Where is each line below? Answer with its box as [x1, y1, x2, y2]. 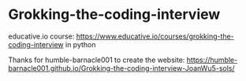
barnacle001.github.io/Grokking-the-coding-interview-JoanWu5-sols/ [8, 63, 235, 72]
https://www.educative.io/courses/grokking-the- [76, 31, 234, 41]
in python [65, 39, 96, 49]
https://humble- [186, 55, 238, 64]
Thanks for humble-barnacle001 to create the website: [8, 55, 185, 64]
